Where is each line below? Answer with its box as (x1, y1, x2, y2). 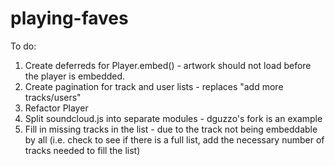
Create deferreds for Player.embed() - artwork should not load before (24, 59, 312, 71)
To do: (10, 40, 37, 52)
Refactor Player (24, 102, 89, 114)
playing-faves (10, 7, 129, 30)
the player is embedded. (24, 70, 126, 82)
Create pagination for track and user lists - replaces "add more (24, 80, 284, 92)
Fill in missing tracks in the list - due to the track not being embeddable (24, 123, 318, 135)
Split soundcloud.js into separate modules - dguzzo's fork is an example (24, 112, 323, 124)
